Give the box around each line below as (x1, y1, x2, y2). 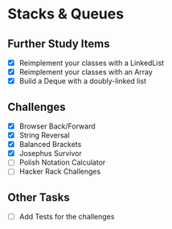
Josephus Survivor (18, 149, 82, 158)
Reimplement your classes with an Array (18, 67, 154, 77)
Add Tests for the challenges (18, 212, 115, 222)
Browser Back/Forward (18, 121, 96, 131)
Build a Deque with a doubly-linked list (18, 76, 146, 86)
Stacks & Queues (7, 5, 125, 23)
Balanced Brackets (18, 140, 82, 149)
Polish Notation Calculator (18, 157, 106, 167)
